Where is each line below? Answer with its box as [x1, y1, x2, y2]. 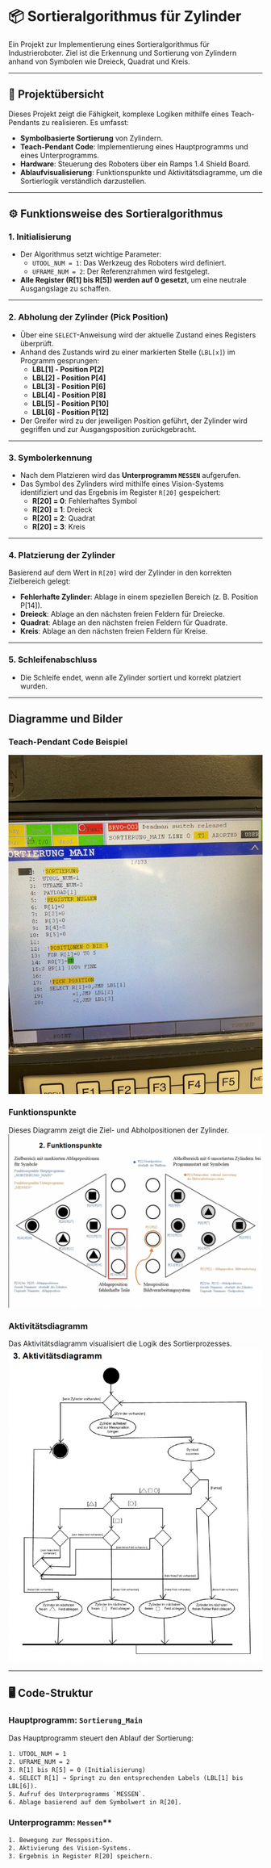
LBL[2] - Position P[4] [31, 373, 106, 383]
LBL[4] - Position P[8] [31, 390, 106, 400]
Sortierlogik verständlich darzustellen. [19, 176, 147, 186]
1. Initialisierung [8, 232, 72, 243]
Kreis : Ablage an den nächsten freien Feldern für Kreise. [19, 626, 208, 636]
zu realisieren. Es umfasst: [41, 117, 129, 127]
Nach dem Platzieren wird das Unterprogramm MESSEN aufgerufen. [19, 471, 241, 480]
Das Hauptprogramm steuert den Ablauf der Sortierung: [8, 1733, 194, 1743]
